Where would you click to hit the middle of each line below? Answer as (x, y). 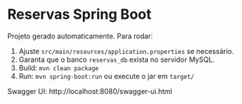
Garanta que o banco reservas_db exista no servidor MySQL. (117, 59)
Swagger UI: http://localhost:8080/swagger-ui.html (90, 91)
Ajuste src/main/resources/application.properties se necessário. (126, 51)
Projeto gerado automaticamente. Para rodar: (80, 36)
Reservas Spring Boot (79, 14)
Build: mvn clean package (59, 67)
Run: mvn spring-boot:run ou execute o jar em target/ (107, 76)
